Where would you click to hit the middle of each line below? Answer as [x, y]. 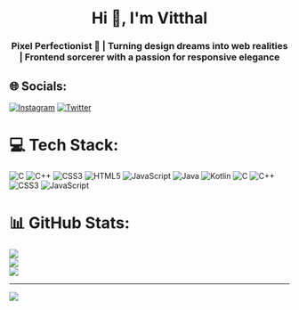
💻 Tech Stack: [64, 145]
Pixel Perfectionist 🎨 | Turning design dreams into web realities [149, 46]
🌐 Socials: [38, 86]
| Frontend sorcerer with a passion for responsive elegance [149, 57]
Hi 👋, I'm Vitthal [149, 18]
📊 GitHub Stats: [70, 223]
